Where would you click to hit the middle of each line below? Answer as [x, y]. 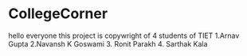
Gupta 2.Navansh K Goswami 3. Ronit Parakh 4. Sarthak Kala [108, 43]
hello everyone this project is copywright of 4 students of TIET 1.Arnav [124, 35]
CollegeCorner [58, 14]
